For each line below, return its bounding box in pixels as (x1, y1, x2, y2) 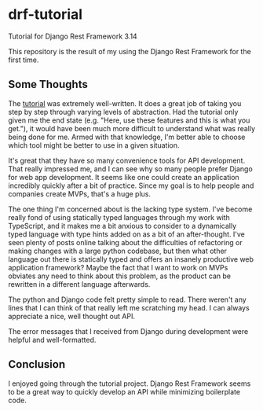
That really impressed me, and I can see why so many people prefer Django (8, 163, 253, 174)
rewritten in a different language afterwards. (8, 279, 151, 288)
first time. (8, 55, 39, 64)
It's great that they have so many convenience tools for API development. (8, 156, 246, 165)
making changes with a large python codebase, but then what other (8, 246, 228, 255)
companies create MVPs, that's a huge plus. (8, 189, 152, 198)
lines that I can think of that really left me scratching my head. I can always (8, 303, 250, 312)
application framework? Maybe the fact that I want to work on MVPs (8, 262, 228, 272)
